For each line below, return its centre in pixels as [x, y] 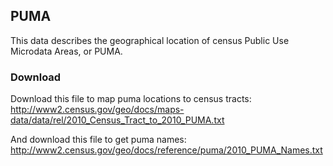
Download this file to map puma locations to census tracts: [131, 99]
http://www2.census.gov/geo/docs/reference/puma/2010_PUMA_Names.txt [166, 150]
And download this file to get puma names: [98, 140]
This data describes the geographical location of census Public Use [150, 40]
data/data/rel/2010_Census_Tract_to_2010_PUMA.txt [117, 120]
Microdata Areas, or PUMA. [66, 51]
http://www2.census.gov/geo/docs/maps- [97, 110]
